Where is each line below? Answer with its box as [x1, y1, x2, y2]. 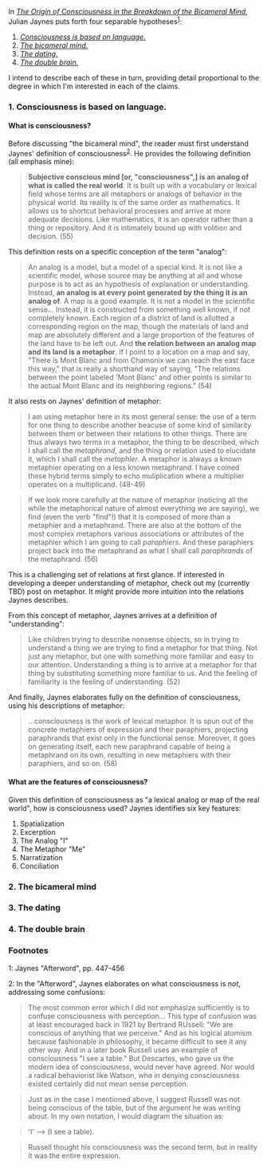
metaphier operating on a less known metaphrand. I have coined [27, 462, 240, 473]
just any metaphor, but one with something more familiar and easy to [27, 651, 253, 661]
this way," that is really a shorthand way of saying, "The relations [27, 364, 241, 374]
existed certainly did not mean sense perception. [27, 1079, 189, 1088]
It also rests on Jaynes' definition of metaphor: [8, 396, 162, 406]
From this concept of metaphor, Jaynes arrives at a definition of [8, 611, 218, 620]
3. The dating [8, 903, 61, 914]
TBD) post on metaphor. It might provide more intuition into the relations [8, 587, 245, 596]
